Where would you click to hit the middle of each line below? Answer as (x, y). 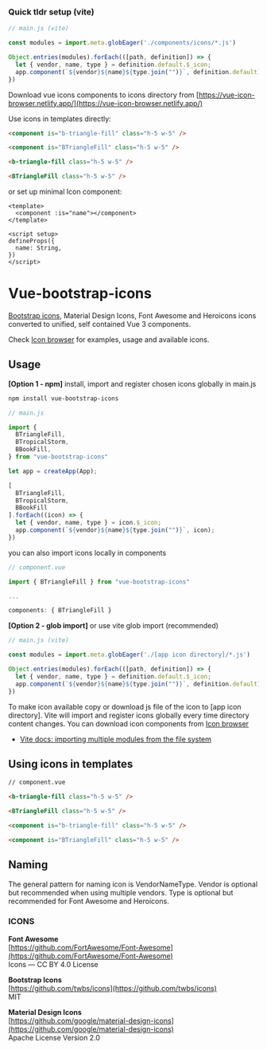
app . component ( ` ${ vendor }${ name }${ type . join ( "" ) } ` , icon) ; (115, 530)
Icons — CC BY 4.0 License (53, 964)
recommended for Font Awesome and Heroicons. (89, 901)
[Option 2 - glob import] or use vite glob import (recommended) (113, 626)
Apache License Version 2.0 (54, 1037)
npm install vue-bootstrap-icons (64, 398)
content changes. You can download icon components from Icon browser (128, 723)
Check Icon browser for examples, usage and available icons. (109, 339)
